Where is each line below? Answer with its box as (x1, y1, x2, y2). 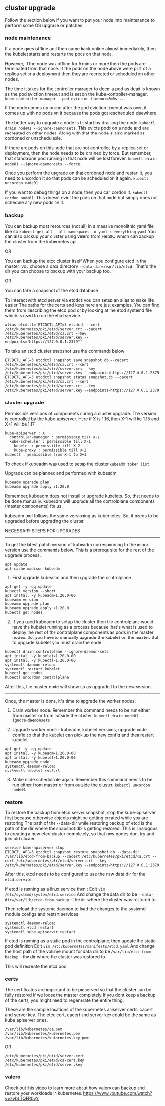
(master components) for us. (5, 503, 63, 509)
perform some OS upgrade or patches (5, 22, 82, 28)
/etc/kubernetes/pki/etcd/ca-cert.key (5, 1058, 84, 1063)
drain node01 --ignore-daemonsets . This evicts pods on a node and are (5, 125, 149, 131)
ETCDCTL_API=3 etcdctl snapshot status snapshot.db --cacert (5, 375, 133, 380)
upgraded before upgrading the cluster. (5, 518, 85, 524)
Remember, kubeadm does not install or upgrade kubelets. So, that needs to (5, 493, 159, 499)
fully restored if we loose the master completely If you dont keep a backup (5, 992, 156, 998)
